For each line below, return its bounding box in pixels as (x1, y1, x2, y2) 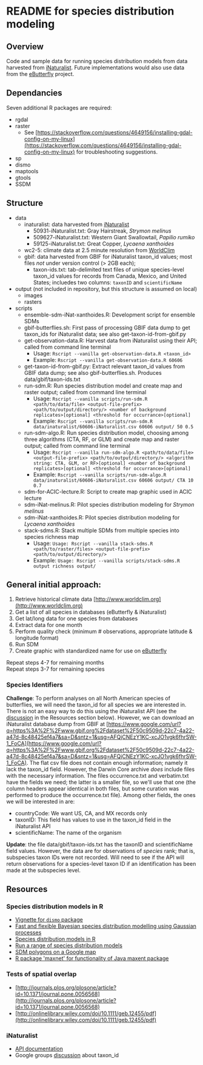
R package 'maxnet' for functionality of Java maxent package (15, 955, 169, 962)
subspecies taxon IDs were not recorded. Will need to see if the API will (6, 854, 185, 861)
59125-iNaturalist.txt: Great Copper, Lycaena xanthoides (33, 240, 175, 247)
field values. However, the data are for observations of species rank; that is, (6, 847, 195, 854)
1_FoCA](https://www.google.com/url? (6, 739, 102, 747)
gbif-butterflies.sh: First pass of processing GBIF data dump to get (24, 324, 191, 331)
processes (15, 929, 42, 936)
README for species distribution (6, 4, 175, 18)
